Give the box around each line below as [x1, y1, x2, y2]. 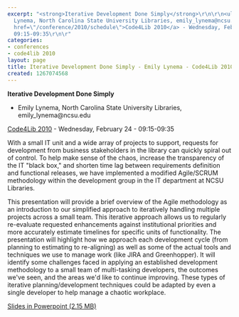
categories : [7, 37, 43, 44]
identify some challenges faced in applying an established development [7, 257, 218, 267]
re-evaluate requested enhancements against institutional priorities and [7, 220, 217, 228]
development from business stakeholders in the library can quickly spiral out [7, 146, 232, 154]
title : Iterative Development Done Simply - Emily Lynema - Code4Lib [7, 63, 218, 70]
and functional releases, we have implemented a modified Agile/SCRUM [7, 168, 218, 177]
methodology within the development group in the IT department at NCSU [7, 176, 224, 185]
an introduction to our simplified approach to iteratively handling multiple [7, 205, 221, 213]
